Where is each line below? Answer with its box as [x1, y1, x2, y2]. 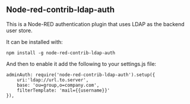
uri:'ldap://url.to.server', [17, 77, 89, 83]
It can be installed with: [6, 38, 64, 45]
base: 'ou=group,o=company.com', [17, 82, 100, 88]
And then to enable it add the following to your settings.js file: [6, 60, 156, 67]
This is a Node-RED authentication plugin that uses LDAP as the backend [6, 20, 185, 27]
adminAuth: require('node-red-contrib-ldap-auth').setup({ [6, 71, 156, 78]
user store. [6, 27, 33, 34]
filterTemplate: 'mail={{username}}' [17, 87, 110, 93]
